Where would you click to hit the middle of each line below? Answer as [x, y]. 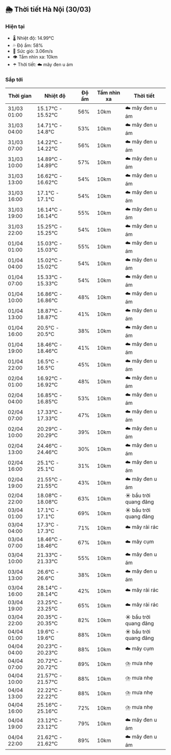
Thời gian [20, 96]
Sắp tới [14, 79]
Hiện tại [15, 26]
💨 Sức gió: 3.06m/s [33, 51]
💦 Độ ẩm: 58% [28, 45]
